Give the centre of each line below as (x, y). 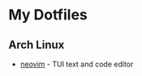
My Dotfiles (48, 15)
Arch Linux (37, 45)
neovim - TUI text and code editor (77, 64)
